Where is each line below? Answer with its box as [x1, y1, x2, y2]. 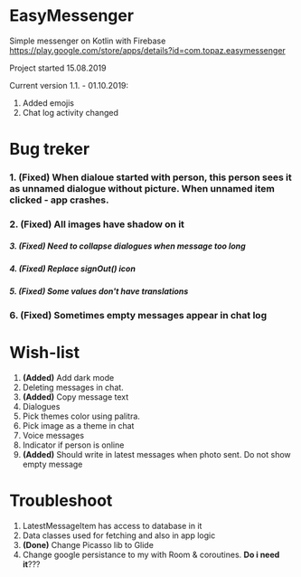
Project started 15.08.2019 [9, 62, 107, 73]
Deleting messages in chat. [22, 382, 124, 393]
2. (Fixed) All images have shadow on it [9, 218, 185, 231]
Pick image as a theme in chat [22, 420, 135, 430]
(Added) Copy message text [22, 391, 129, 402]
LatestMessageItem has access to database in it [22, 520, 202, 531]
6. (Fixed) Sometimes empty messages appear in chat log [9, 308, 268, 321]
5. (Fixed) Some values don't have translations [9, 286, 189, 297]
